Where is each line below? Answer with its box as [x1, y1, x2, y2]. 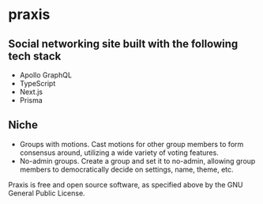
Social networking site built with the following [8, 37, 239, 51]
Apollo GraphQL [19, 70, 73, 80]
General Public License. [8, 188, 85, 198]
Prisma [19, 96, 43, 104]
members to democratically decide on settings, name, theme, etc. [19, 164, 235, 174]
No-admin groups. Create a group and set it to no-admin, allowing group [19, 156, 256, 165]
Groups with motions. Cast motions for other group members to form [19, 139, 244, 149]
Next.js [19, 87, 43, 96]
